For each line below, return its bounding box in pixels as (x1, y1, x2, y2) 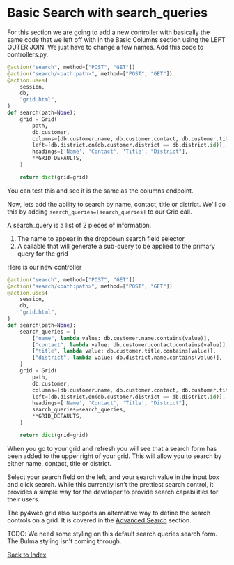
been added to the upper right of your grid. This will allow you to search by (7, 452, 222, 460)
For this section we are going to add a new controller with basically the (7, 28, 210, 36)
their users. (7, 494, 40, 504)
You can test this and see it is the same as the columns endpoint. (7, 186, 194, 195)
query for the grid (17, 249, 68, 258)
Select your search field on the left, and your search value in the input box (7, 473, 219, 481)
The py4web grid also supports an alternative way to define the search (7, 508, 211, 517)
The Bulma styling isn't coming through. (7, 536, 122, 545)
